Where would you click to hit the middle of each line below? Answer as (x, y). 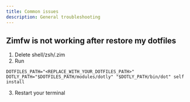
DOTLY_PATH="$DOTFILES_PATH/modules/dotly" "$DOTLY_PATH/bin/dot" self (95, 77)
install (15, 82)
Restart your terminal (40, 93)
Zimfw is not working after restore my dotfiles (91, 41)
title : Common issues (32, 11)
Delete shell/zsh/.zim (40, 55)
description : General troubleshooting (53, 17)
